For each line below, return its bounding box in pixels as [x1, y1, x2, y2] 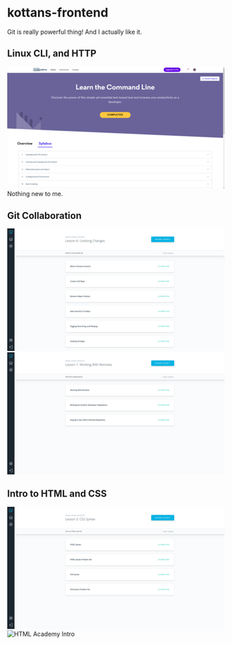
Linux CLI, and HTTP [7, 48, 97, 59]
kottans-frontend [7, 5, 108, 21]
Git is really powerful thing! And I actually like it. [7, 28, 142, 36]
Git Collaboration [7, 209, 82, 222]
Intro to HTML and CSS [7, 488, 107, 500]
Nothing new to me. [7, 190, 64, 198]
